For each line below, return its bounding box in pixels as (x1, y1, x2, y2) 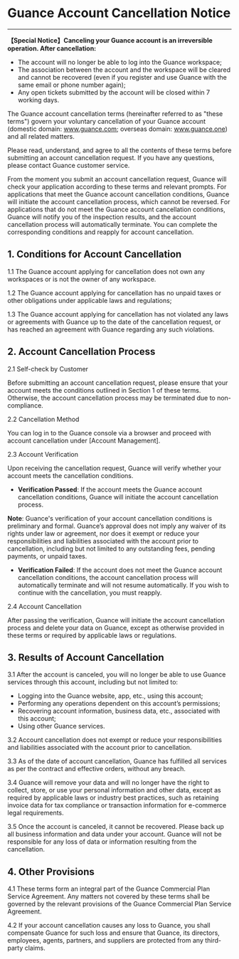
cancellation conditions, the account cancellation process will (17, 573, 198, 581)
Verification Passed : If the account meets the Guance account (17, 485, 203, 494)
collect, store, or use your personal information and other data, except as (7, 786, 222, 795)
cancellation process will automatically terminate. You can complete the (7, 220, 218, 228)
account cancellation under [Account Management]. (7, 436, 161, 445)
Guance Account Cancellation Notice (7, 5, 231, 21)
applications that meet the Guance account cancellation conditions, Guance (7, 190, 230, 198)
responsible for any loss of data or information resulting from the (7, 837, 197, 846)
